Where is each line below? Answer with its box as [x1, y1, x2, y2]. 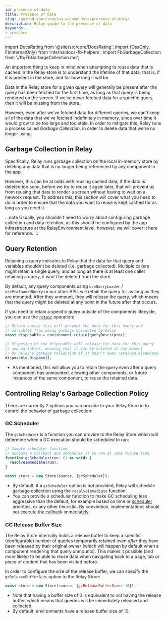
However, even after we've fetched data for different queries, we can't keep [5, 110, 160, 116]
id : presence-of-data [5, 7, 50, 12]
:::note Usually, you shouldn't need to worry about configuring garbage [5, 214, 150, 220]
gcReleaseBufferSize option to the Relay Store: [5, 574, 101, 580]
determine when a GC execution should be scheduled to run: [5, 436, 129, 442]
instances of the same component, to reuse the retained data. [12, 375, 139, 381]
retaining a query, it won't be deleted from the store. [5, 273, 111, 279]
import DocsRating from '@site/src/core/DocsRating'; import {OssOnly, [5, 44, 150, 50]
